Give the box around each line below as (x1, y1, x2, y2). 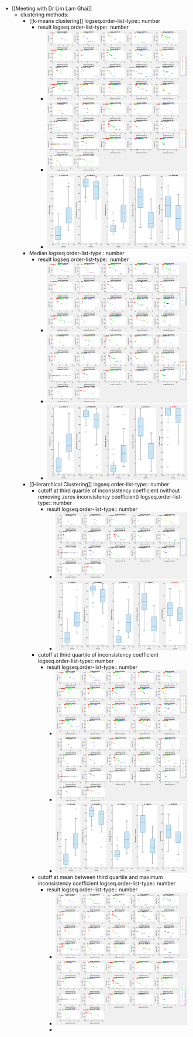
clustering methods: (20, 11, 69, 18)
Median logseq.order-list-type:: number (29, 249, 125, 256)
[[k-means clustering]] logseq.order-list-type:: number (29, 18, 161, 24)
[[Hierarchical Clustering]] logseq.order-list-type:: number (29, 480, 170, 487)
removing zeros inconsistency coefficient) (37, 493, 139, 500)
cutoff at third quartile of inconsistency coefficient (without (37, 487, 180, 494)
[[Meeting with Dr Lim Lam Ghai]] (11, 5, 92, 12)
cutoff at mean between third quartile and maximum (37, 874, 163, 881)
